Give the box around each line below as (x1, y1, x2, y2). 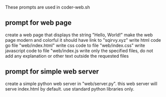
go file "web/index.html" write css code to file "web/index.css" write (5, 42, 145, 48)
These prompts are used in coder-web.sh (5, 4, 90, 10)
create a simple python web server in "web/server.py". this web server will (5, 81, 158, 87)
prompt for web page (5, 18, 72, 27)
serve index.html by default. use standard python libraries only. (5, 86, 134, 92)
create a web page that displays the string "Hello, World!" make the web (5, 32, 153, 38)
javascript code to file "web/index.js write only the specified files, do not (5, 47, 153, 54)
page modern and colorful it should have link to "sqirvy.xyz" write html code (5, 37, 162, 43)
